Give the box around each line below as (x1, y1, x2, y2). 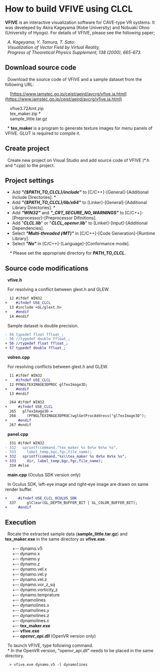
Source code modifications (5, 264, 89, 272)
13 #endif (9, 391, 29, 396)
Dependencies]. (12, 225, 45, 231)
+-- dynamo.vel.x (12, 566, 47, 572)
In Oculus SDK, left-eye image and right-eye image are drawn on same (7, 481, 149, 487)
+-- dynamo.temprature (12, 592, 60, 598)
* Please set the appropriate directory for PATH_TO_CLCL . (9, 250, 126, 256)
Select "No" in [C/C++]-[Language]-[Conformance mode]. (12, 241, 130, 247)
